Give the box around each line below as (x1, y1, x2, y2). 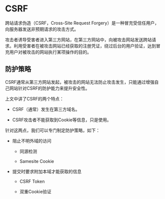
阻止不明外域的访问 (12, 138, 52, 144)
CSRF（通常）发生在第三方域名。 (12, 106, 80, 112)
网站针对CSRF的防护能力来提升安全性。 (9, 85, 90, 91)
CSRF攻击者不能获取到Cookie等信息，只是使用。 (12, 117, 112, 123)
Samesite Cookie (19, 158, 54, 164)
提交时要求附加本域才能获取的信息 (12, 168, 82, 174)
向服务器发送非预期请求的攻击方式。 (5, 26, 79, 32)
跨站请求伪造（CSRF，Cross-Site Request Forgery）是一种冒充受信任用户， (5, 20, 159, 26)
